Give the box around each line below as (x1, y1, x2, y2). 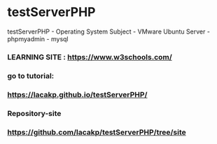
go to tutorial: (7, 71, 55, 80)
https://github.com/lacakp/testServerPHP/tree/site (7, 127, 187, 137)
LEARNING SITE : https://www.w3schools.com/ (7, 52, 173, 62)
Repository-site (7, 108, 62, 118)
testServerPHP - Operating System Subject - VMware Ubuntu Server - (7, 27, 210, 36)
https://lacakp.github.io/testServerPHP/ (7, 89, 148, 99)
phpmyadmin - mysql (7, 34, 69, 43)
